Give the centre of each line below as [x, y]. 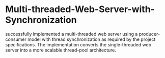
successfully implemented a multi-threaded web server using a [72, 34]
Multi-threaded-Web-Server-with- [80, 9]
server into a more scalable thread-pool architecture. [61, 50]
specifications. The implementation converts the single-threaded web [78, 44]
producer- [149, 34]
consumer [16, 39]
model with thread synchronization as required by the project [91, 39]
